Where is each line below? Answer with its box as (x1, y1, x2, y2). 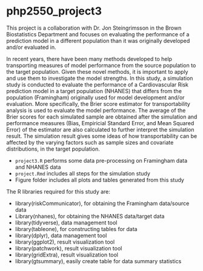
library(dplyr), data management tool (15, 232, 107, 239)
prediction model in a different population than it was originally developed (6, 37, 190, 44)
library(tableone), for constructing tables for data (15, 225, 138, 232)
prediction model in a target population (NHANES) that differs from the (6, 87, 182, 94)
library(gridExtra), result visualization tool (15, 251, 119, 258)
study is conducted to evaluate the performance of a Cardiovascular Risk (6, 80, 189, 88)
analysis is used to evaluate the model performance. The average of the (6, 106, 186, 114)
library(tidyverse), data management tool (15, 219, 118, 226)
